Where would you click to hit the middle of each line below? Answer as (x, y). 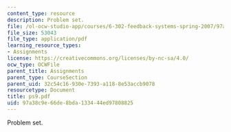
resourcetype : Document (41, 90)
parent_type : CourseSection (47, 77)
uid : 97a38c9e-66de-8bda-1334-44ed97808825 (70, 103)
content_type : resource (41, 13)
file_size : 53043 (32, 33)
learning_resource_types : (44, 45)
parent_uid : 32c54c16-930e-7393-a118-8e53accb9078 (81, 84)
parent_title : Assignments (46, 71)
